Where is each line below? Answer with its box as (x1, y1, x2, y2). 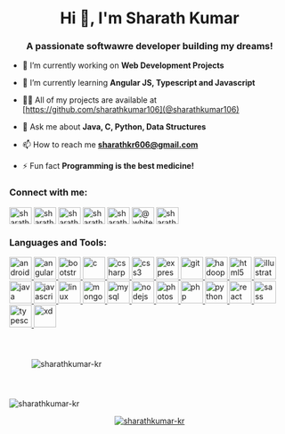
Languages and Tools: (9, 236, 107, 248)
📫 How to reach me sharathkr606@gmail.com (21, 139, 199, 150)
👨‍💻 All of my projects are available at (21, 95, 158, 105)
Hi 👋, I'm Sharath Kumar (60, 8, 240, 29)
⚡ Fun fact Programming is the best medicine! (21, 161, 194, 171)
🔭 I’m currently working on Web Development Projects (21, 60, 224, 71)
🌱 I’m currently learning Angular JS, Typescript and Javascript (21, 78, 256, 88)
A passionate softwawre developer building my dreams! (26, 40, 273, 53)
